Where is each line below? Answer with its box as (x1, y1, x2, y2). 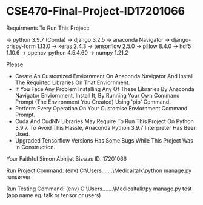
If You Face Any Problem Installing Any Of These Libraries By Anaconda (15, 85, 195, 92)
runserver (6, 173, 31, 180)
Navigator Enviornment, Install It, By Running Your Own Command (15, 92, 180, 99)
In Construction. (15, 143, 56, 150)
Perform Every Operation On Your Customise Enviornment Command (15, 104, 188, 112)
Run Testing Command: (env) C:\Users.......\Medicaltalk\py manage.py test (6, 185, 192, 192)
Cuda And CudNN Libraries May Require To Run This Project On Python (15, 117, 194, 125)
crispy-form (6, 42, 36, 50)
